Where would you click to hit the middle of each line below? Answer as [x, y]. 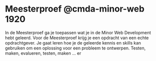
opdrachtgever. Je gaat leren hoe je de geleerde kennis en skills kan [73, 43]
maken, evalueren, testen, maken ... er [43, 53]
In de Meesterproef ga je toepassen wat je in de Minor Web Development [78, 32]
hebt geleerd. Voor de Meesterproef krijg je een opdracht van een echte [77, 38]
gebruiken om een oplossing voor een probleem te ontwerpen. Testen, [75, 48]
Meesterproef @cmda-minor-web [75, 9]
